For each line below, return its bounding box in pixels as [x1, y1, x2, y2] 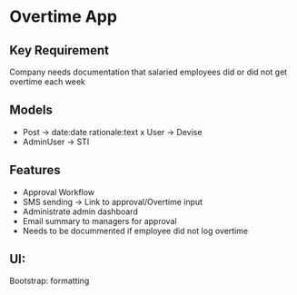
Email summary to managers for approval [22, 215, 177, 226]
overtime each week [9, 76, 86, 87]
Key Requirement [9, 43, 110, 58]
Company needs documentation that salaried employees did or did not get [9, 66, 288, 77]
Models [9, 103, 53, 118]
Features [9, 162, 61, 178]
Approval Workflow [22, 186, 95, 197]
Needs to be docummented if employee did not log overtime [22, 225, 248, 236]
